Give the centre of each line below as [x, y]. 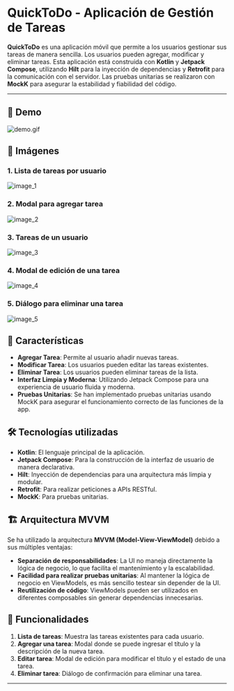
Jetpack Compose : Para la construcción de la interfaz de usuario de [116, 460]
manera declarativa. [46, 467]
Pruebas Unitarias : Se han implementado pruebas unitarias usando [114, 394]
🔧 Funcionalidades [48, 620]
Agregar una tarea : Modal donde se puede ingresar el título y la [109, 644]
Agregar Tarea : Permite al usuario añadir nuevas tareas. [98, 357]
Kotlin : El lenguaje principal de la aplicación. [81, 452]
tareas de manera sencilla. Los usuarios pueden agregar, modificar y [106, 54]
